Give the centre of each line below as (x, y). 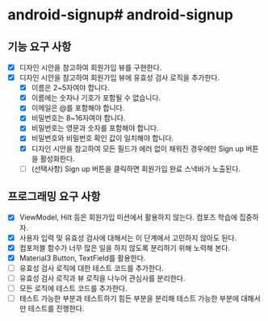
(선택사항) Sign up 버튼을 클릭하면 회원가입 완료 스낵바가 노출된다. (136, 169)
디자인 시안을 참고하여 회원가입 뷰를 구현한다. (90, 67)
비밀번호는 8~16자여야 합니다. (78, 118)
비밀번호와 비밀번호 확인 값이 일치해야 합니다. (103, 138)
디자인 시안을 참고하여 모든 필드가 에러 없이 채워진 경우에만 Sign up (137, 148)
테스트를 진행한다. (56, 308)
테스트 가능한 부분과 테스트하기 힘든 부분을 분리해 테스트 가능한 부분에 (129, 298)
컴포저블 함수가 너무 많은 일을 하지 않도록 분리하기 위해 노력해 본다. (125, 248)
